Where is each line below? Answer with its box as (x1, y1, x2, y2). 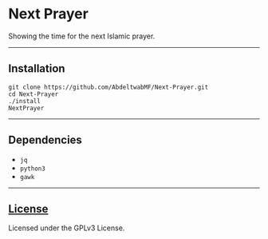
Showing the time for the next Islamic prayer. (8, 31, 156, 41)
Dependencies (8, 133, 82, 147)
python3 (19, 165, 45, 173)
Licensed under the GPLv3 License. (8, 223, 125, 233)
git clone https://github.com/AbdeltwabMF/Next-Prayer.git (8, 83, 209, 91)
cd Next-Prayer (8, 90, 59, 98)
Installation (8, 62, 65, 76)
